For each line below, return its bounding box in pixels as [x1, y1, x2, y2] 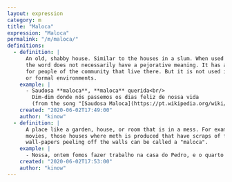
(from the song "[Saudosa [32, 100, 107, 107]
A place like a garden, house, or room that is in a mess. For [25, 126, 212, 133]
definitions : [7, 42, 45, 49]
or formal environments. [25, 74, 97, 82]
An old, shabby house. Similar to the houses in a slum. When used [25, 55, 224, 62]
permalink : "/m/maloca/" [7, 36, 79, 43]
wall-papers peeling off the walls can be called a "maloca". [25, 139, 209, 146]
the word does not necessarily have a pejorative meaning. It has [25, 62, 221, 69]
